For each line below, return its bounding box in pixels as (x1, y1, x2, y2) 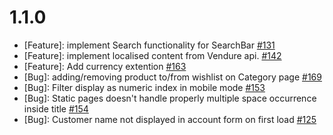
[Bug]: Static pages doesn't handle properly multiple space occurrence (23, 92, 317, 104)
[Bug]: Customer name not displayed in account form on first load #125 (23, 113, 317, 125)
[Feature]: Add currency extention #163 (23, 60, 187, 72)
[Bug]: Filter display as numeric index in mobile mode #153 (23, 81, 266, 93)
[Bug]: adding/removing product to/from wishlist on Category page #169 (23, 71, 322, 83)
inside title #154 (23, 102, 89, 115)
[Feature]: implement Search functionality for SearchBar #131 (23, 39, 276, 51)
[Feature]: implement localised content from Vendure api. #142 (23, 49, 282, 61)
